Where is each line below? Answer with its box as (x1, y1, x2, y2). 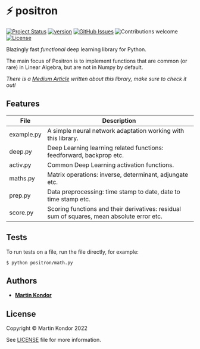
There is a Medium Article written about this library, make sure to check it (6, 75, 187, 82)
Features (6, 99, 40, 109)
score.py (9, 208, 34, 217)
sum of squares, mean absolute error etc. (47, 212, 162, 220)
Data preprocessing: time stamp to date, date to (47, 188, 180, 196)
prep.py (9, 191, 31, 200)
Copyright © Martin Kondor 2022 (6, 325, 88, 332)
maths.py (9, 174, 35, 182)
